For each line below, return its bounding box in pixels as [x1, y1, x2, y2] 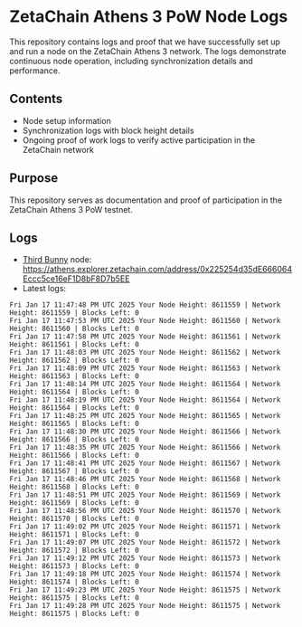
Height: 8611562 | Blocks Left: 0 [9, 356, 140, 366]
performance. [9, 65, 61, 76]
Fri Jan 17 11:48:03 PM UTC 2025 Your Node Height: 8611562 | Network [9, 348, 281, 357]
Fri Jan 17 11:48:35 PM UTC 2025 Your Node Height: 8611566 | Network [9, 443, 281, 452]
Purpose [9, 170, 59, 186]
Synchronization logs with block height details [22, 125, 194, 136]
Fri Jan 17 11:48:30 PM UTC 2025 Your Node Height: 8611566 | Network [9, 427, 281, 436]
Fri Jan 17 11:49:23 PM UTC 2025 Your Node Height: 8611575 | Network [9, 585, 281, 594]
